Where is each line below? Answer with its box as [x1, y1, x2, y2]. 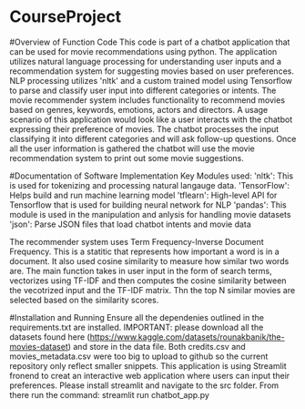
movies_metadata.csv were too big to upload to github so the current [9, 351, 269, 362]
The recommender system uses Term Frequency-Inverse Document [9, 236, 264, 247]
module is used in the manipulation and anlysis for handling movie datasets [9, 209, 291, 220]
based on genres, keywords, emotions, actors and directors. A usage [9, 104, 269, 115]
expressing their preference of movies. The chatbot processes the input [9, 123, 280, 134]
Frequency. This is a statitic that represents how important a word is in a [9, 246, 280, 257]
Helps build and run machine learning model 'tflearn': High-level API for [9, 189, 278, 200]
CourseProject [9, 6, 122, 27]
